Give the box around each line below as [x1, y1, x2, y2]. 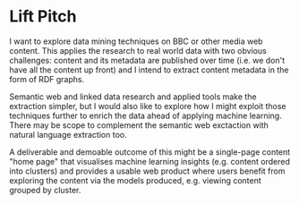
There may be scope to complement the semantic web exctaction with [9, 119, 269, 131]
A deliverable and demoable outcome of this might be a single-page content [9, 146, 291, 157]
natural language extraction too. [9, 129, 127, 140]
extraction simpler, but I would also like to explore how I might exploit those [9, 100, 286, 111]
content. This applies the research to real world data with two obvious [9, 45, 267, 55]
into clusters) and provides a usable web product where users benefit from [9, 166, 286, 176]
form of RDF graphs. [9, 73, 85, 84]
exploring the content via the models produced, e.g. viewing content [9, 174, 261, 185]
